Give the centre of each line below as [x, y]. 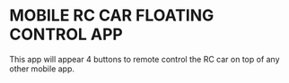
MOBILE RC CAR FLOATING [112, 16]
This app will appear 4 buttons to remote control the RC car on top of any [144, 59]
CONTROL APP [66, 34]
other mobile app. [42, 69]
